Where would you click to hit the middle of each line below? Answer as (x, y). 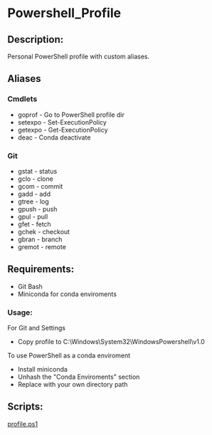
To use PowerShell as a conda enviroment (69, 356)
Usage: (20, 313)
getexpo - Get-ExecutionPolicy (63, 130)
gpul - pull (33, 216)
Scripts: (25, 407)
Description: (36, 40)
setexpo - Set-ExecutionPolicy (62, 122)
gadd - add (34, 194)
